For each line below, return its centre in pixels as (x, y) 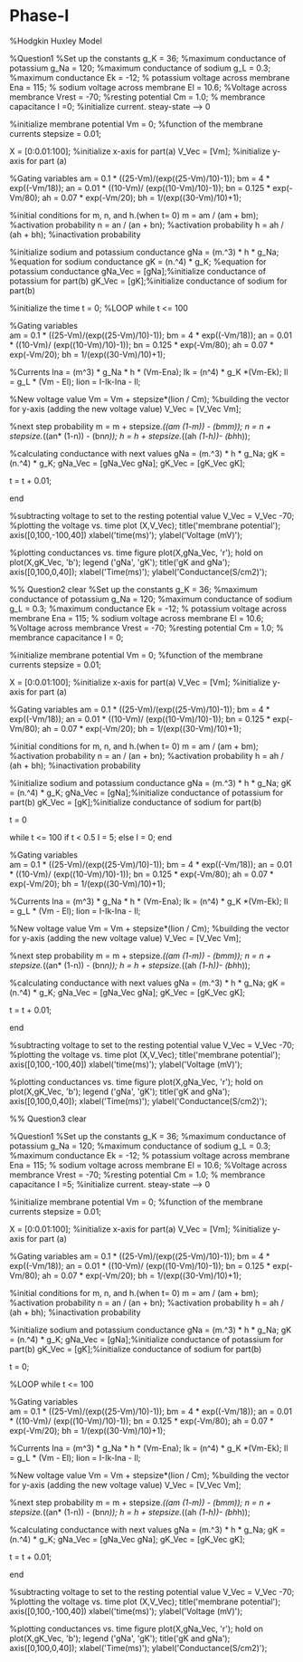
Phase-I (39, 16)
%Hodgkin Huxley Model (56, 41)
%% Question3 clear (48, 1119)
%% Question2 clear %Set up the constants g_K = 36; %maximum (133, 589)
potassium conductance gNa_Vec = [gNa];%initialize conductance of (138, 271)
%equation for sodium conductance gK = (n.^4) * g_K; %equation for (138, 261)
